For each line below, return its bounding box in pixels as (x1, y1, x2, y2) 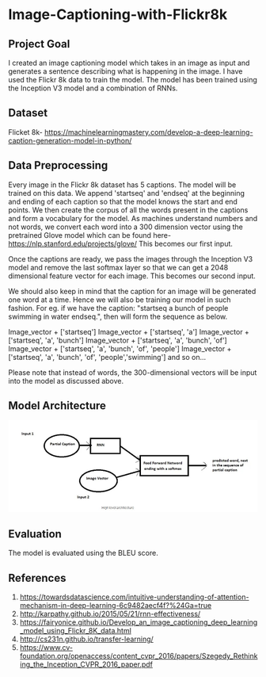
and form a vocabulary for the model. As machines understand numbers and (8, 213, 258, 223)
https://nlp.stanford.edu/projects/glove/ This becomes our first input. (8, 239, 234, 248)
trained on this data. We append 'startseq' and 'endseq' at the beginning (8, 188, 245, 197)
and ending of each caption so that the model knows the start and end (8, 197, 237, 206)
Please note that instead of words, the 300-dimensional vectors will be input (8, 367, 257, 377)
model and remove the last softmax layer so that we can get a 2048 (8, 262, 229, 272)
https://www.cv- (19, 643, 74, 652)
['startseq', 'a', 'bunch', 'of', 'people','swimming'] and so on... (8, 352, 207, 361)
